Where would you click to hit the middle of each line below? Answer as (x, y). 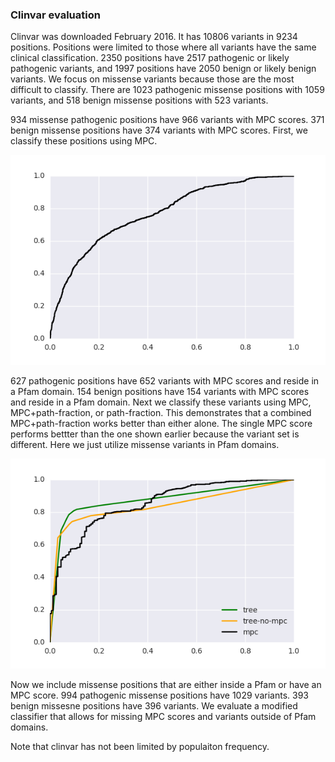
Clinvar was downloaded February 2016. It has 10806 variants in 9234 (154, 37)
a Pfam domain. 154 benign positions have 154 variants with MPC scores (160, 392)
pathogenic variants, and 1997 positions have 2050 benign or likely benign (163, 69)
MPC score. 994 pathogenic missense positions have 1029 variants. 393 (159, 695)
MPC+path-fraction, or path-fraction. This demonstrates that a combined (161, 413)
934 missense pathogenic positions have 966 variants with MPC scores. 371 (167, 120)
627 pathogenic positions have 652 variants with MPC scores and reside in (165, 381)
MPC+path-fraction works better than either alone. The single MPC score (161, 424)
